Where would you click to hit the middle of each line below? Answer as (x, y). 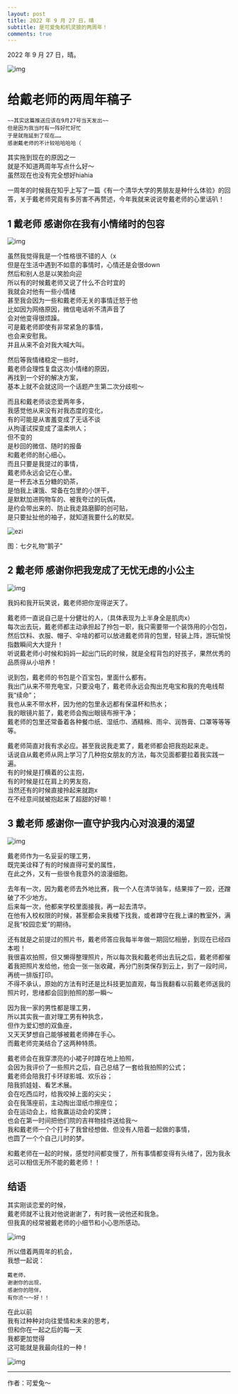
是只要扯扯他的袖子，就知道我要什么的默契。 (73, 517)
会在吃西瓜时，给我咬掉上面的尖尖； (60, 1093)
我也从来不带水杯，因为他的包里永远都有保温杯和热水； (88, 703)
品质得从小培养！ (32, 662)
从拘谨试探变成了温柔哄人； (48, 428)
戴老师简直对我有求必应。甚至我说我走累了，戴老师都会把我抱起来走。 (110, 745)
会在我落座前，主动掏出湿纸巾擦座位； (63, 1103)
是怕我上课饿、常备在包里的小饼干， (60, 490)
